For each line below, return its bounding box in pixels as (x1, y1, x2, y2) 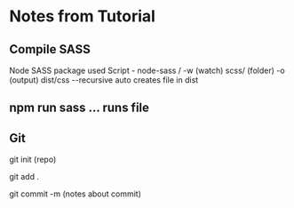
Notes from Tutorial (9, 6, 155, 27)
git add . (9, 172, 40, 182)
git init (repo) (9, 154, 57, 165)
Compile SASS (9, 42, 91, 57)
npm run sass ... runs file (9, 100, 149, 116)
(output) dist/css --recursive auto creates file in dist (9, 75, 199, 85)
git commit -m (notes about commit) (9, 188, 142, 199)
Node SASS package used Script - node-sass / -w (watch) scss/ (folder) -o (9, 65, 286, 76)
